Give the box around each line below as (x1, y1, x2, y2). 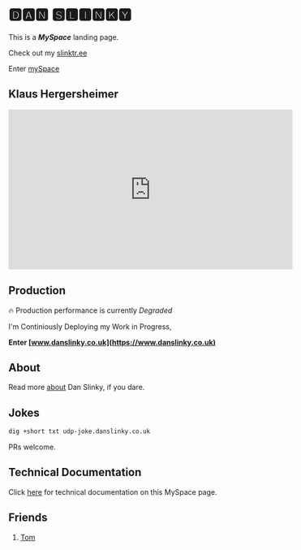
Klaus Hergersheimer (8, 87, 119, 102)
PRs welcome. (8, 442, 56, 452)
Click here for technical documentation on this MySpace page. (8, 487, 217, 496)
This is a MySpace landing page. (8, 32, 119, 41)
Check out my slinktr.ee (8, 48, 88, 58)
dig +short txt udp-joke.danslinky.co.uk (8, 427, 151, 435)
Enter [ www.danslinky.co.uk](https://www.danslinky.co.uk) (8, 337, 217, 347)
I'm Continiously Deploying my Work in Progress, (8, 322, 172, 331)
